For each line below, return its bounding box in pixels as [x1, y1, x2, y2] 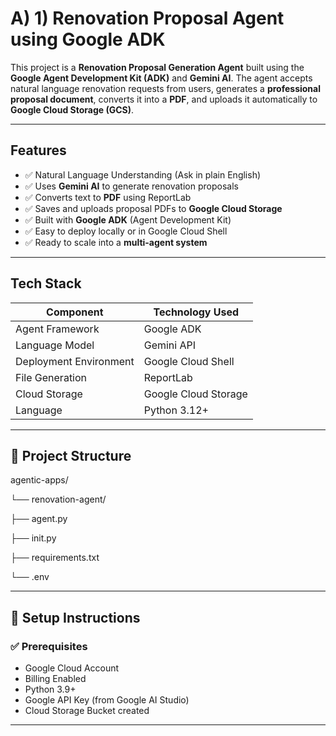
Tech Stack [10, 275, 82, 292]
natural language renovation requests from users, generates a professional [10, 82, 322, 94]
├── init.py [10, 532, 57, 544]
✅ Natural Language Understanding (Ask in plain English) [24, 168, 262, 181]
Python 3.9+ [24, 683, 77, 696]
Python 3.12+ [143, 403, 209, 417]
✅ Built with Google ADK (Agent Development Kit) [24, 213, 232, 226]
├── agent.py [10, 513, 68, 525]
